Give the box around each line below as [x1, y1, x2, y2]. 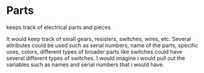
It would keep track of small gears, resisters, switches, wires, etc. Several [6, 35, 191, 42]
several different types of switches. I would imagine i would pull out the [6, 54, 186, 62]
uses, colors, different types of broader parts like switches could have [6, 48, 183, 55]
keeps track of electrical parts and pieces [6, 24, 111, 31]
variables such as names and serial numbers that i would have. [6, 61, 165, 68]
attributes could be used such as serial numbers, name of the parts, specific [6, 42, 199, 49]
